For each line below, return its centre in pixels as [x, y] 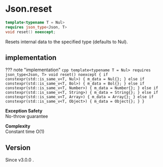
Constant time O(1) [25, 132]
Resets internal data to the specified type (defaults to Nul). [67, 42]
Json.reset [29, 9]
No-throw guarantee [27, 116]
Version [18, 147]
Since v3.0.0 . [20, 160]
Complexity [18, 126]
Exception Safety [24, 111]
